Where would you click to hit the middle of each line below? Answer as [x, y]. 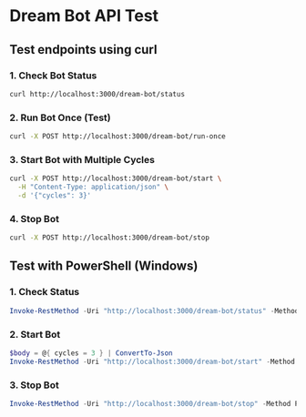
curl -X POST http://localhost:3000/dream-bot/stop [109, 238]
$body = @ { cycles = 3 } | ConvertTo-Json [91, 353]
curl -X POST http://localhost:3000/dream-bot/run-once [117, 137]
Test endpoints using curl [83, 50]
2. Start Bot [35, 334]
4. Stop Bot [34, 219]
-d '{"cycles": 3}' [55, 195]
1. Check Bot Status [53, 76]
